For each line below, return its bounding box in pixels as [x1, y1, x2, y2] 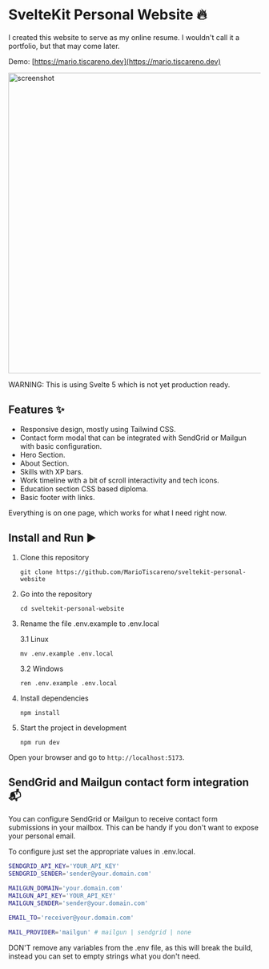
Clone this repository [19, 552, 90, 562]
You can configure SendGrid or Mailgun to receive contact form [8, 814, 219, 824]
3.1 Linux [19, 634, 50, 644]
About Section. [19, 458, 70, 468]
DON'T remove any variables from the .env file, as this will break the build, [8, 943, 254, 952]
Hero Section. [19, 450, 66, 459]
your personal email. [8, 831, 76, 841]
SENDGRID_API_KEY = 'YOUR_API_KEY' [8, 862, 120, 870]
